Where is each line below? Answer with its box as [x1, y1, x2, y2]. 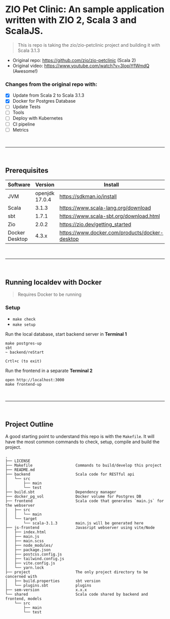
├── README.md [5, 468, 35, 473]
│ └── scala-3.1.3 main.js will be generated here [5, 521, 144, 526]
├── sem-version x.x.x [5, 587, 87, 593]
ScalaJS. [5, 25, 44, 37]
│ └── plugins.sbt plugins [5, 583, 92, 588]
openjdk [35, 190, 55, 197]
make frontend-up [5, 382, 42, 387]
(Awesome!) [12, 68, 38, 74]
